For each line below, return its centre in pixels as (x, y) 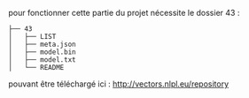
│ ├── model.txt (42, 60)
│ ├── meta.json (42, 44)
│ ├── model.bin (42, 52)
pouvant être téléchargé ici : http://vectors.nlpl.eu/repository (119, 84)
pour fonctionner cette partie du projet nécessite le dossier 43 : (124, 13)
